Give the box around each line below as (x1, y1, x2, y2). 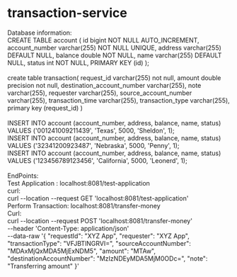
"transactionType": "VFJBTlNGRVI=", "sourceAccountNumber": (7, 239, 191, 247)
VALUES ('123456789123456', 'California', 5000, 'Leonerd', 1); (7, 156, 187, 164)
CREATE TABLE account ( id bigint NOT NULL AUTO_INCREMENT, (7, 35, 200, 44)
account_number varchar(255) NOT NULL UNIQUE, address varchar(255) (7, 43, 221, 52)
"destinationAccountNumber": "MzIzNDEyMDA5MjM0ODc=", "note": (7, 254, 208, 263)
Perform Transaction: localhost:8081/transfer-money (7, 201, 161, 210)
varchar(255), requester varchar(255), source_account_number (7, 89, 192, 97)
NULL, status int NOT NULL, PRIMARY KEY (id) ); (7, 58, 150, 67)
